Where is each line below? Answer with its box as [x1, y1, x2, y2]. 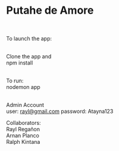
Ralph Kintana [6, 138, 40, 145]
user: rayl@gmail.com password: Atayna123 [6, 107, 114, 115]
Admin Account [6, 101, 45, 108]
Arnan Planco [6, 132, 40, 139]
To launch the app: [6, 35, 52, 42]
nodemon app [6, 83, 40, 90]
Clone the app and [6, 53, 52, 60]
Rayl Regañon [6, 125, 40, 132]
